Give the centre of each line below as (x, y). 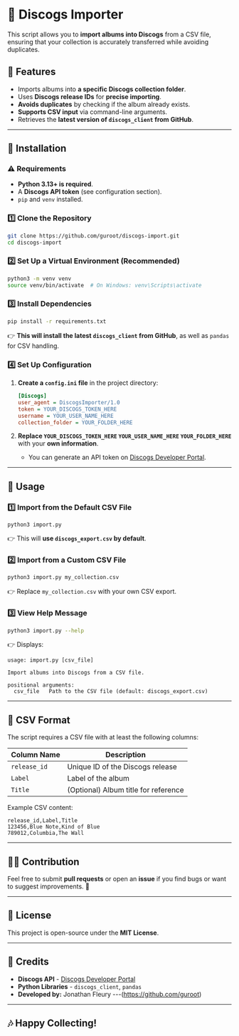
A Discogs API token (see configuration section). (90, 192)
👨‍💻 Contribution (43, 862)
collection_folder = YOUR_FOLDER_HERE (75, 422)
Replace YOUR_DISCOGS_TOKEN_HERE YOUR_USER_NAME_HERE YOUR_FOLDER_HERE (124, 436)
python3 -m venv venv (39, 278)
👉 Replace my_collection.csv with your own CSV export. (92, 592)
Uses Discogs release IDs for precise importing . (89, 96)
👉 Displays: (26, 645)
